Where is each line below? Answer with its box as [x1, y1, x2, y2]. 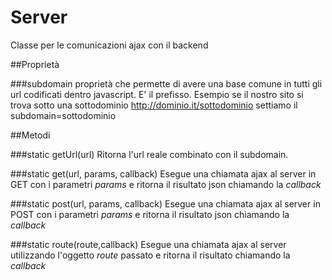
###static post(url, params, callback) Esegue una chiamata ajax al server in [10, 197, 321, 210]
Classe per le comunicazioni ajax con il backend [10, 39, 209, 51]
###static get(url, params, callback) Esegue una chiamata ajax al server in [10, 167, 317, 180]
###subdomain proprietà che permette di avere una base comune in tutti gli [10, 77, 323, 90]
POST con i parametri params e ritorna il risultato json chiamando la [10, 208, 290, 220]
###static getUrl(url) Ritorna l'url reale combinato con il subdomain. [10, 148, 289, 160]
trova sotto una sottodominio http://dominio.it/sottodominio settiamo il [10, 99, 298, 111]
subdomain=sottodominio [10, 109, 117, 121]
